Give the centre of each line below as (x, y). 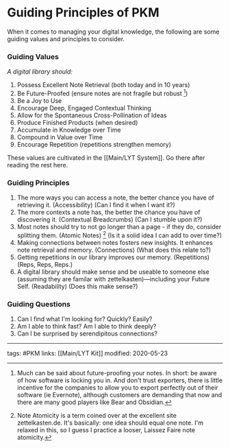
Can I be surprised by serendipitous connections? (87, 333)
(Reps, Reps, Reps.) (45, 264)
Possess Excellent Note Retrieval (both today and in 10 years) (103, 85)
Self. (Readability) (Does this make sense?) (77, 286)
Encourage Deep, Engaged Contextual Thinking (84, 108)
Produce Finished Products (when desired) (77, 122)
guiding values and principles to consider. (66, 38)
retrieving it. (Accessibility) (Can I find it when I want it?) (96, 205)
